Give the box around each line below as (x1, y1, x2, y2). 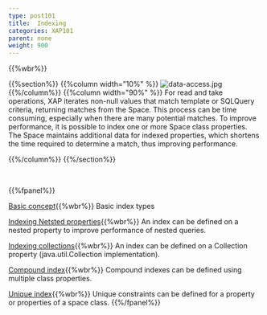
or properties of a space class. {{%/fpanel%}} (8, 298, 161, 308)
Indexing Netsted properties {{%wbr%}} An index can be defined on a (8, 217, 239, 227)
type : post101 (8, 11, 56, 20)
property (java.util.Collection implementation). (8, 250, 161, 260)
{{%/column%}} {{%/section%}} (8, 154, 117, 165)
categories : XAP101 (8, 27, 74, 35)
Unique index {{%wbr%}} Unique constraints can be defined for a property (8, 289, 255, 299)
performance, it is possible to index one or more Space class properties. (8, 122, 248, 132)
